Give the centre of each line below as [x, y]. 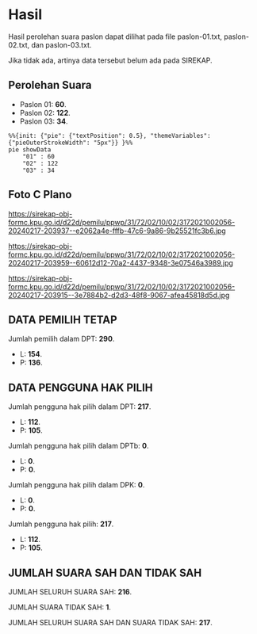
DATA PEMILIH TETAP [63, 320]
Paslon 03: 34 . [44, 121]
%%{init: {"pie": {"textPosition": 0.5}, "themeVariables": [110, 136]
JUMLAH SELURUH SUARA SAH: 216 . [70, 592]
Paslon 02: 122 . [45, 113]
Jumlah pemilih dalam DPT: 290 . [61, 339]
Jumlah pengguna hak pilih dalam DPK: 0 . [77, 485]
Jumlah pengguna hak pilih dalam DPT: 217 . [80, 407]
